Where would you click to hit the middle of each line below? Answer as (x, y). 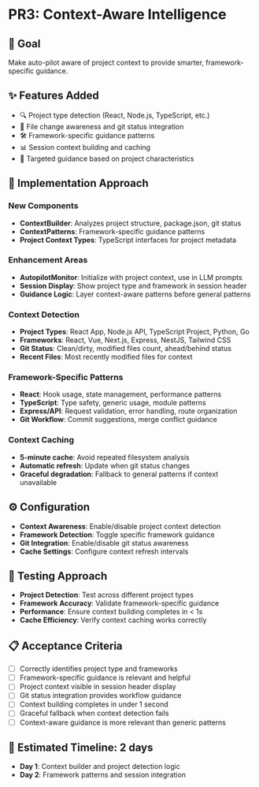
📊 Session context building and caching (85, 147)
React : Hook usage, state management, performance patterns (120, 394)
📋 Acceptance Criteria (66, 645)
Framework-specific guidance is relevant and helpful (105, 678)
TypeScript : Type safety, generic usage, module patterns (113, 403)
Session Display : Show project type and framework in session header (133, 285)
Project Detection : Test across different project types (107, 595)
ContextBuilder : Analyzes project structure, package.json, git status (130, 223)
